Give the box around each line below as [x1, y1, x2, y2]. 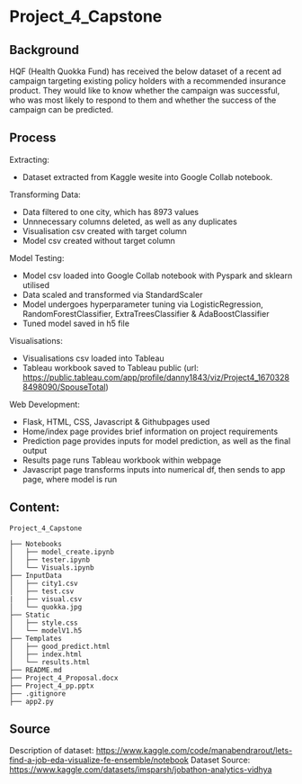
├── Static [9, 610, 50, 619]
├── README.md [9, 665, 63, 674]
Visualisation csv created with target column [22, 225, 187, 236]
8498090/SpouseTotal [22, 381, 106, 392]
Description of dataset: [9, 745, 94, 756]
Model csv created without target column [22, 235, 175, 246]
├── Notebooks [9, 539, 63, 548]
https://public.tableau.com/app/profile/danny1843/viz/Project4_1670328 [22, 372, 290, 383]
